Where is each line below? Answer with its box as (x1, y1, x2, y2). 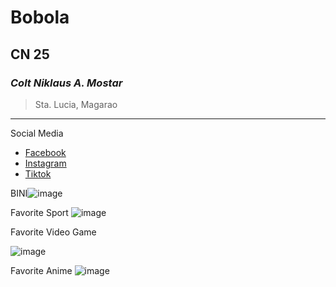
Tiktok (24, 167, 52, 180)
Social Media (10, 127, 64, 139)
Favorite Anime (10, 264, 73, 276)
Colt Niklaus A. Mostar (10, 76, 123, 90)
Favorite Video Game (10, 226, 97, 238)
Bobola (10, 6, 70, 29)
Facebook (24, 146, 67, 158)
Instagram (24, 157, 67, 169)
